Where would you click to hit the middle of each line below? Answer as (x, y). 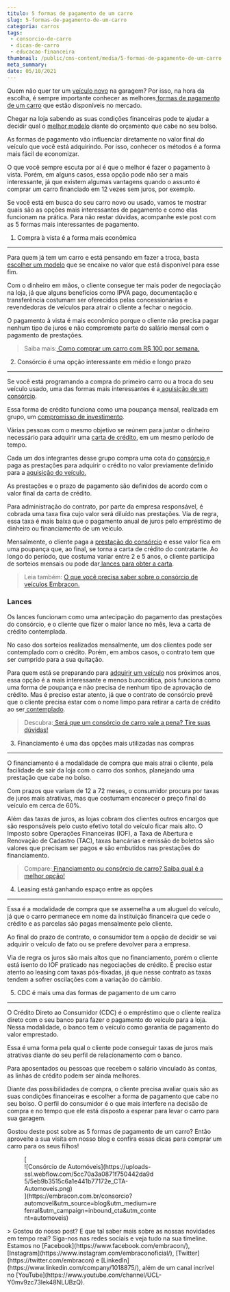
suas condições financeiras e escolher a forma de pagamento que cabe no (113, 1096)
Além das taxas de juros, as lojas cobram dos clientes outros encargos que (113, 818)
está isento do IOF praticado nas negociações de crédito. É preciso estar (110, 965)
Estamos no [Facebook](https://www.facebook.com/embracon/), (99, 1245)
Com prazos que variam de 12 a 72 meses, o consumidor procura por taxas (113, 790)
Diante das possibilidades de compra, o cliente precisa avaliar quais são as (113, 1089)
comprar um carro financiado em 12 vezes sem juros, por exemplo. (101, 189)
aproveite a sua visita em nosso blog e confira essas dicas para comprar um (115, 1139)
